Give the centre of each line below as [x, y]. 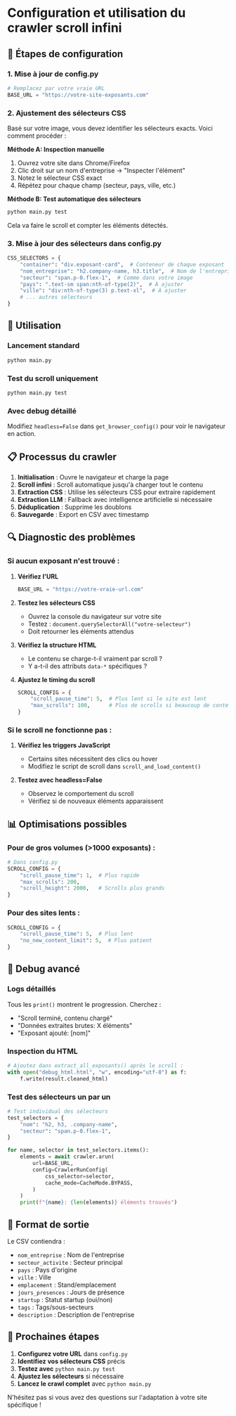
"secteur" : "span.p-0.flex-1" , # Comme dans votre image [106, 278]
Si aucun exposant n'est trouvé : [64, 561]
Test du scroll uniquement [53, 378]
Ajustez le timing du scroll [56, 679]
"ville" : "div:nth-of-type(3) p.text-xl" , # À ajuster [104, 291]
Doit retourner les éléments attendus [81, 631]
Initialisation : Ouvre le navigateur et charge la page [93, 477]
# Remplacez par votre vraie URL [56, 88]
